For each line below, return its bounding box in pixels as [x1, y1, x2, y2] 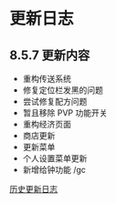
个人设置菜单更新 [22, 153, 88, 164]
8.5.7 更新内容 [9, 47, 90, 63]
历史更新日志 [9, 184, 58, 194]
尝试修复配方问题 [22, 96, 88, 107]
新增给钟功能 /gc [22, 165, 87, 175]
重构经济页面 [22, 119, 71, 129]
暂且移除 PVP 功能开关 [22, 107, 108, 118]
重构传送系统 [22, 74, 71, 84]
